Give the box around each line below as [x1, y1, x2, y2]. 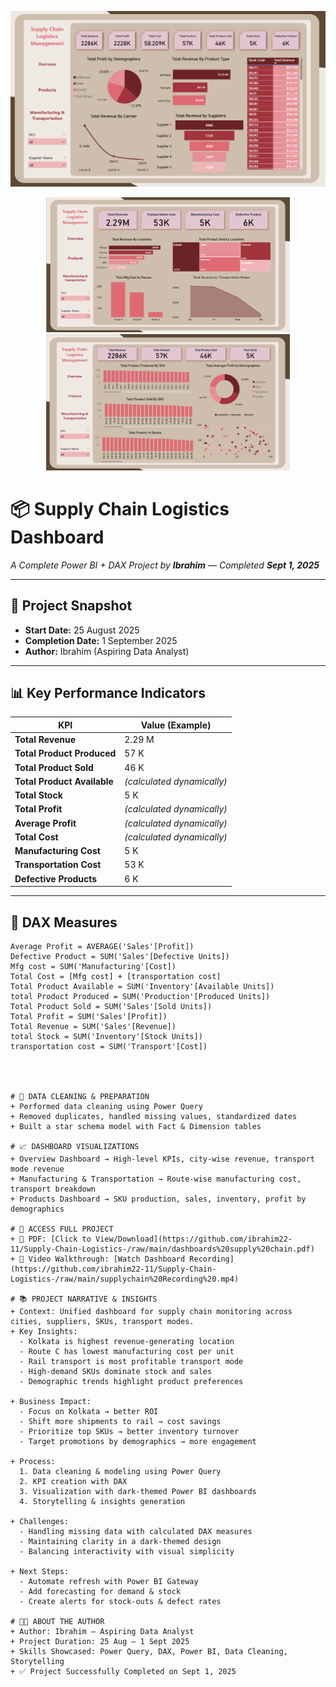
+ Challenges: [10, 1516, 70, 1526]
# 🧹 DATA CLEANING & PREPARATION [10, 1091, 150, 1101]
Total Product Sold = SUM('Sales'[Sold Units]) [10, 1001, 213, 1011]
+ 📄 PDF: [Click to [10, 1234, 92, 1244]
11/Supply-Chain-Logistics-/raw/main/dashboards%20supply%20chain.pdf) [10, 1244, 315, 1254]
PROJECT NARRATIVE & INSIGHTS [31, 1294, 158, 1304]
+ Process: [10, 1456, 56, 1466]
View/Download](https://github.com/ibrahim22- [95, 1234, 293, 1244]
